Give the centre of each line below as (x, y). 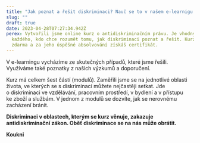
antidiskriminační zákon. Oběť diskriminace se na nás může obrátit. (91, 123)
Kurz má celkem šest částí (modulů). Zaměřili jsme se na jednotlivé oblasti (97, 80)
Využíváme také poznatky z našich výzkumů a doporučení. (78, 68)
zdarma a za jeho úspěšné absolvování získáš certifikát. (85, 45)
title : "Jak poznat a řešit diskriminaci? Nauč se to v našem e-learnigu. (101, 12)
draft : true (21, 23)
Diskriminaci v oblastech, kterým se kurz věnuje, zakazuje (80, 116)
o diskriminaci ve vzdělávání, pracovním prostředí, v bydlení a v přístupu (95, 92)
